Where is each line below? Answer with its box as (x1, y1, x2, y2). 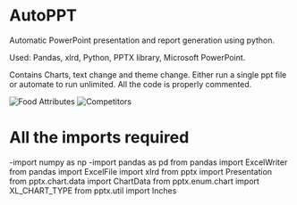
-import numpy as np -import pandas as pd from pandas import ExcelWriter (9, 157, 288, 168)
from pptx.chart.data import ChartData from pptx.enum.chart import (9, 176, 259, 186)
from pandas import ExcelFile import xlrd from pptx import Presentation (9, 166, 273, 176)
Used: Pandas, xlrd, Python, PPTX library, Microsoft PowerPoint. (9, 52, 246, 62)
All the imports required (9, 127, 190, 148)
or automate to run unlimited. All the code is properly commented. (9, 78, 252, 89)
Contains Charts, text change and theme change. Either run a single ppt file (9, 69, 287, 80)
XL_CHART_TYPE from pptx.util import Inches (9, 184, 177, 196)
